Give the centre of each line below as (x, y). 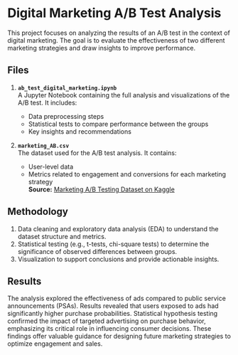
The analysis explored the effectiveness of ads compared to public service (117, 298)
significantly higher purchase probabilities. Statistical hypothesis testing (113, 314)
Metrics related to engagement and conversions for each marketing (127, 174)
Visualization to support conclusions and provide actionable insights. (118, 259)
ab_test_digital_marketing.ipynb (67, 88)
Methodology (38, 212)
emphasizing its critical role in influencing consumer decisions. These (109, 329)
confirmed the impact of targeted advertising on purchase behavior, (107, 321)
